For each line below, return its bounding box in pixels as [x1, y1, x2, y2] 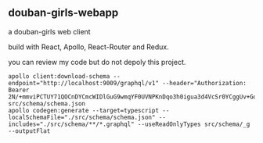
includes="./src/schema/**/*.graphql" [8, 120, 135, 128]
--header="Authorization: [161, 79, 247, 87]
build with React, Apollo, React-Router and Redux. [8, 42, 170, 52]
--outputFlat [8, 127, 51, 135]
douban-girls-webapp [8, 6, 119, 20]
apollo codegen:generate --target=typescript [8, 106, 159, 114]
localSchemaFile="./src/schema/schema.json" [8, 113, 156, 121]
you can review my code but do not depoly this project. [8, 57, 186, 66]
